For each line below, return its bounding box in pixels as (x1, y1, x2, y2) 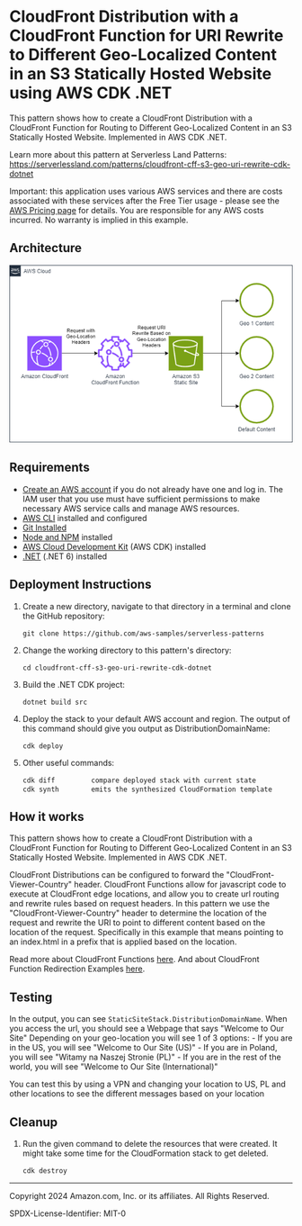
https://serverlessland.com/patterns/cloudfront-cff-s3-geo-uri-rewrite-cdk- (9, 158, 290, 169)
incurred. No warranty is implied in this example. (9, 214, 189, 225)
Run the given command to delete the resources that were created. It (22, 1139, 278, 1149)
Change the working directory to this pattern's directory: (22, 645, 232, 655)
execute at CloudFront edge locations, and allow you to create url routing (9, 888, 280, 899)
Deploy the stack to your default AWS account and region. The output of (22, 713, 290, 724)
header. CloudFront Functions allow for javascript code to (74, 879, 287, 890)
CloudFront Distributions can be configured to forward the (9, 870, 225, 880)
